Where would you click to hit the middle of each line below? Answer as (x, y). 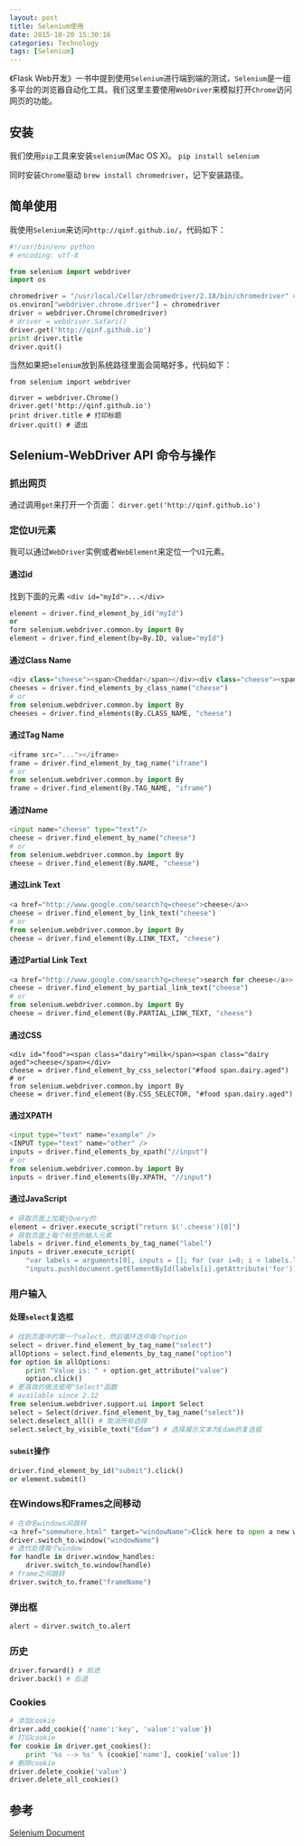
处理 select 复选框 (42, 1317)
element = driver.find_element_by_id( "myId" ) (96, 613)
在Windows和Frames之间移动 (75, 1504)
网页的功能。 (33, 101)
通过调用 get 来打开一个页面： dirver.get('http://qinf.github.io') (135, 505)
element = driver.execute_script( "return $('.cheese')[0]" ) (125, 1227)
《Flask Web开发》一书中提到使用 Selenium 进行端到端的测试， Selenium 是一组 (150, 79)
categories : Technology (54, 43)
